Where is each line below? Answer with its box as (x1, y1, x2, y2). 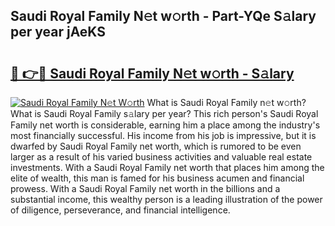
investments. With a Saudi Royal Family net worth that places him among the (10, 162, 325, 173)
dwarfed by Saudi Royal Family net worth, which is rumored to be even (10, 140, 302, 152)
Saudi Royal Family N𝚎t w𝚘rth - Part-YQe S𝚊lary (10, 8, 317, 25)
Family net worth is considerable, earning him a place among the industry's (10, 119, 321, 131)
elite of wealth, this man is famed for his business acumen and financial (10, 172, 305, 184)
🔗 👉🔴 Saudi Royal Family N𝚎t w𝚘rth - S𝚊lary (10, 65, 295, 82)
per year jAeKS (10, 24, 107, 41)
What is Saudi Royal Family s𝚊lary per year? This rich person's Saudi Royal (10, 108, 319, 119)
